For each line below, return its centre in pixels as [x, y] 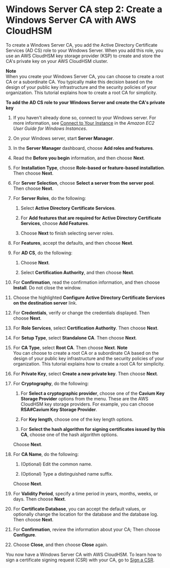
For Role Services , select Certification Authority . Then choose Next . [86, 328]
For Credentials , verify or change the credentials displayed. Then [81, 313]
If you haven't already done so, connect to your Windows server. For [84, 117]
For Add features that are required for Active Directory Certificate [91, 218]
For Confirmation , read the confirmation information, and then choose [86, 282]
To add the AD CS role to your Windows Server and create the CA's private [86, 102]
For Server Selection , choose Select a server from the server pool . [84, 183]
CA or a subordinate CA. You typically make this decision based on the [79, 82]
